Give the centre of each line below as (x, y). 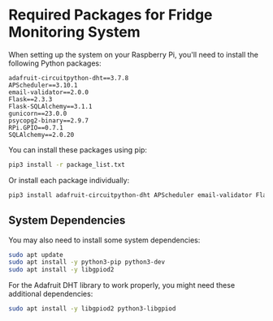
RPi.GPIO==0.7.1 (36, 127)
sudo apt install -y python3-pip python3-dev (87, 262)
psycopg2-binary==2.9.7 (49, 120)
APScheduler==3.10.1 (43, 85)
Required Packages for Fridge (110, 15)
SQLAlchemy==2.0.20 (41, 135)
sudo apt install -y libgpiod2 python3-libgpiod (92, 309)
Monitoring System (74, 32)
